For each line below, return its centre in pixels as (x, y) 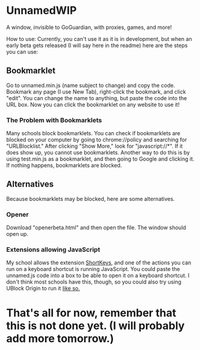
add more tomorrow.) (60, 338)
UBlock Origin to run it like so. (43, 288)
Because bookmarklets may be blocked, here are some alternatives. (91, 199)
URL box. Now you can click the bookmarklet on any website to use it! (93, 104)
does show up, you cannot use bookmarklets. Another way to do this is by (98, 153)
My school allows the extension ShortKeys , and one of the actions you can (99, 262)
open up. (17, 234)
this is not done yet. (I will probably (95, 326)
